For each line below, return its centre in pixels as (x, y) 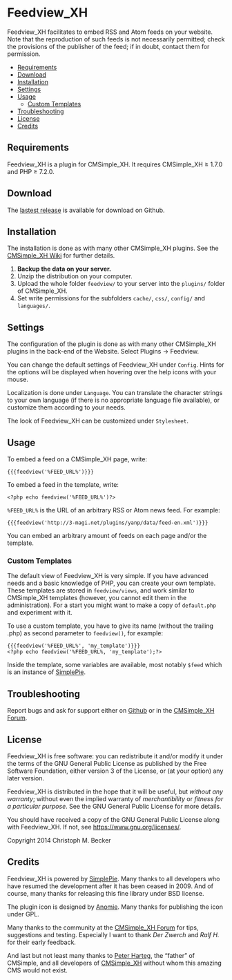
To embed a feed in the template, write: (63, 484)
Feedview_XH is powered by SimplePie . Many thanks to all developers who (114, 878)
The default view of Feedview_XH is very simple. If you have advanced (108, 576)
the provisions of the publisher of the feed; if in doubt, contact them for (108, 46)
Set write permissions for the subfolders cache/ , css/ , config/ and (111, 298)
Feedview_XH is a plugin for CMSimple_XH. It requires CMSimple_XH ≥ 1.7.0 (115, 164)
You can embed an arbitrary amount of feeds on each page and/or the (107, 536)
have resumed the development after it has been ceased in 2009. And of (110, 886)
